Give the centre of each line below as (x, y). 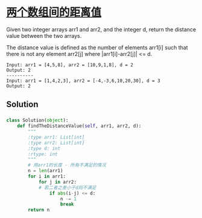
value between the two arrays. (44, 36)
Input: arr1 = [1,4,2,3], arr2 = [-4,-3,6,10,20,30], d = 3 (84, 81)
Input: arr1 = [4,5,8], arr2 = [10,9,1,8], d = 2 (70, 65)
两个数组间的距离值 (54, 12)
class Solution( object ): (37, 120)
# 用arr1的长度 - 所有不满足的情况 (67, 165)
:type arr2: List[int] (56, 143)
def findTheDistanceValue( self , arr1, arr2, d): (79, 126)
